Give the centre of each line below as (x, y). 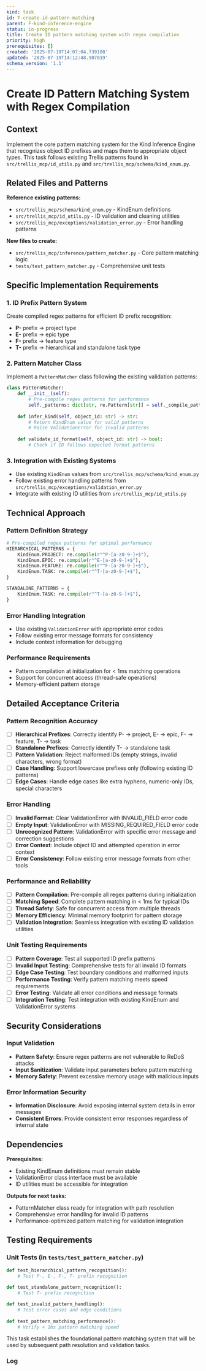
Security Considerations (54, 1026)
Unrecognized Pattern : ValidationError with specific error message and (105, 831)
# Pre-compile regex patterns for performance (89, 399)
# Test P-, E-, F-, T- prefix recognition (72, 1276)
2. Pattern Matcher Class (44, 363)
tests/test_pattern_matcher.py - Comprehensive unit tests (90, 266)
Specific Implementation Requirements (83, 285)
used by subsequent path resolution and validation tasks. (78, 1345)
